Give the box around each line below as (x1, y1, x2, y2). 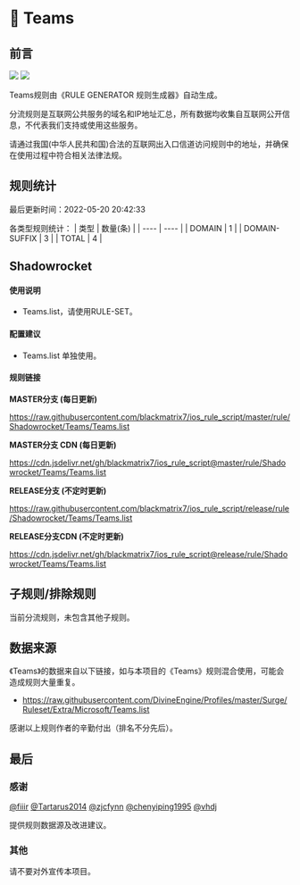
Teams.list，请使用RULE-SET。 (21, 306, 137, 317)
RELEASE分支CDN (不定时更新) (9, 530, 125, 541)
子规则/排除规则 (9, 587, 96, 602)
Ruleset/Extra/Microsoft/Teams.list (21, 705, 150, 715)
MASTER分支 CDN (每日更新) (9, 439, 117, 450)
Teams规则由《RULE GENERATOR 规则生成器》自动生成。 (9, 89, 223, 100)
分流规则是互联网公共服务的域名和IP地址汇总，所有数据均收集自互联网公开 (9, 109, 283, 119)
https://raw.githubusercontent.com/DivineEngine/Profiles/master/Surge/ (21, 695, 287, 705)
